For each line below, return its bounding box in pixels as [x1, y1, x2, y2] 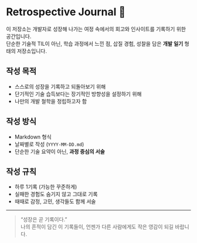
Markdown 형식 [14, 133, 52, 140]
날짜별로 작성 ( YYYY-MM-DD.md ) [14, 140, 84, 147]
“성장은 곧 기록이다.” [20, 216, 67, 223]
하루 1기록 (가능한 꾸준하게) [14, 183, 77, 190]
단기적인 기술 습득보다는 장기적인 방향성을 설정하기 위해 [14, 90, 142, 97]
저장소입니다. [16, 47, 47, 55]
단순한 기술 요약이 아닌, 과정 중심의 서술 [14, 148, 106, 155]
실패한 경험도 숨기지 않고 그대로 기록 [14, 191, 98, 198]
